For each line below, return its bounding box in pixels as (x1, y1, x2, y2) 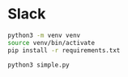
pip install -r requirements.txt (7, 46, 121, 55)
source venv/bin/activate (7, 38, 95, 47)
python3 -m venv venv (7, 31, 81, 39)
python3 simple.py (7, 61, 70, 69)
